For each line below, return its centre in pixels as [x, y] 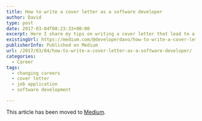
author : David [24, 17]
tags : [13, 67]
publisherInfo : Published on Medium [52, 46]
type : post [20, 23]
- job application [35, 84]
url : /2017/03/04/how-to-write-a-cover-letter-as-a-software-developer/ [99, 51]
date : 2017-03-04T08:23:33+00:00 [48, 28]
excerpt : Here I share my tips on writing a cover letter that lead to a [101, 34]
